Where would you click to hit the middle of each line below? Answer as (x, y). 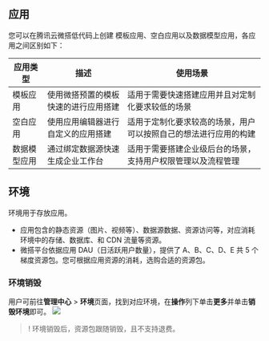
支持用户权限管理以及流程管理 (183, 160)
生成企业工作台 (75, 160)
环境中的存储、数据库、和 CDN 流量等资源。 (93, 240)
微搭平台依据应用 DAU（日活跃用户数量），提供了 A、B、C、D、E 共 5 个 (139, 250)
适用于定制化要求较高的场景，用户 (191, 121)
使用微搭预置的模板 (83, 95)
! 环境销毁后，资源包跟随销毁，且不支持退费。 (104, 328)
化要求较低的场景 (159, 107)
